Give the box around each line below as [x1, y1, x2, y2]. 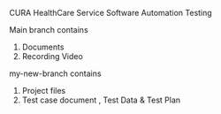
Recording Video [21, 51, 84, 61]
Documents [21, 42, 65, 52]
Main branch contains [9, 25, 88, 34]
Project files [21, 86, 66, 95]
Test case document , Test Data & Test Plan [21, 95, 181, 105]
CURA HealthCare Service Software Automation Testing [9, 8, 212, 18]
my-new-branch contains [9, 68, 102, 79]
